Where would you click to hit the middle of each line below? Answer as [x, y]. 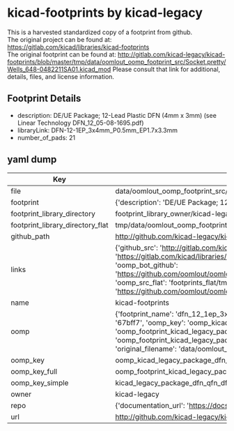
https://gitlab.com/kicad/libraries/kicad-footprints [78, 47]
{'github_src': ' [138, 248]
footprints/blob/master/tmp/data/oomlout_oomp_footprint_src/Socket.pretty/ [117, 61]
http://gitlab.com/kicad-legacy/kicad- [171, 54]
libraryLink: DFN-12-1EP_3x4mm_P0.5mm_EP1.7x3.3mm [97, 130]
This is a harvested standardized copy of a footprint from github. [100, 32]
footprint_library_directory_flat [60, 225]
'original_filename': [146, 349]
